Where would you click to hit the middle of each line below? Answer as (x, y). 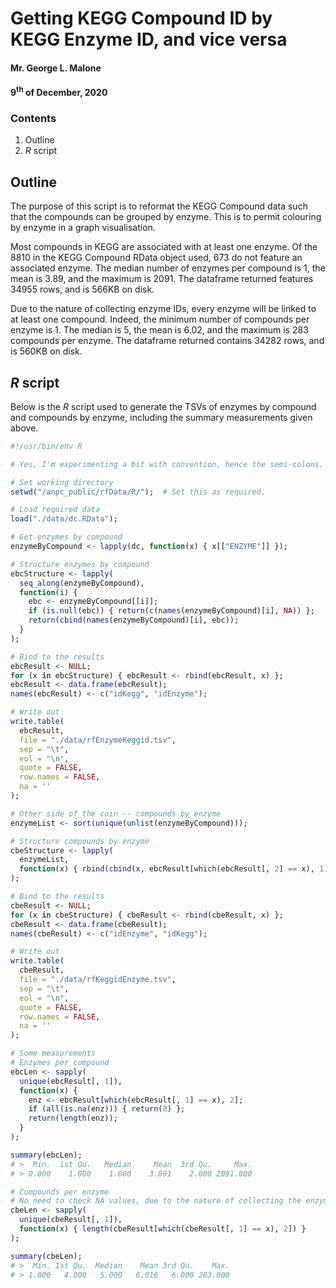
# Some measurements (53, 1053)
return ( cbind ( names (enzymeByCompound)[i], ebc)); (134, 620)
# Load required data (55, 510)
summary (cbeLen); (46, 1256)
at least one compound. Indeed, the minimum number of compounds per (160, 319)
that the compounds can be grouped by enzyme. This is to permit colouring (166, 217)
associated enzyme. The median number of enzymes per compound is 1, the (168, 268)
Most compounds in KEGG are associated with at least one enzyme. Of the (164, 247)
